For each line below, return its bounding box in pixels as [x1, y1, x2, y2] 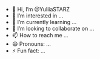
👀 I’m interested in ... [12, 12, 64, 19]
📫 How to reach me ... [12, 32, 68, 39]
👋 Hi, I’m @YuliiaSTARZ [12, 6, 70, 13]
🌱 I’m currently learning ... [12, 19, 77, 25]
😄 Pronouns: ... [12, 40, 52, 48]
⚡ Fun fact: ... [12, 47, 45, 54]
